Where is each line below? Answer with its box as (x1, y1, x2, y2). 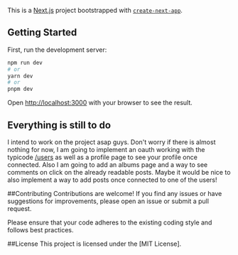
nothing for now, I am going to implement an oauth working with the (7, 146, 205, 153)
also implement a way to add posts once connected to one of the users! (7, 175, 218, 184)
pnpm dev (7, 85, 33, 93)
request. (7, 205, 32, 212)
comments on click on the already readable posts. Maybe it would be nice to (7, 168, 231, 176)
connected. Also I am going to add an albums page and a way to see (7, 161, 208, 169)
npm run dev (7, 59, 43, 66)
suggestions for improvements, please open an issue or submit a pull (7, 197, 210, 205)
